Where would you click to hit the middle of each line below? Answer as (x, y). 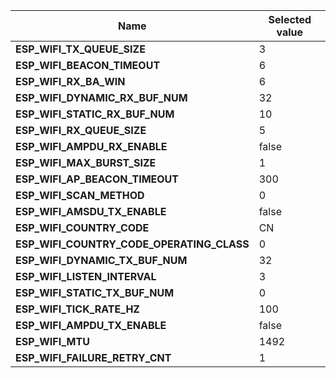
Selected (290, 19)
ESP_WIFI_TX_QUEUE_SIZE (80, 49)
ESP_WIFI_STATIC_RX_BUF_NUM (95, 114)
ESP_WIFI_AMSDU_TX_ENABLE (91, 211)
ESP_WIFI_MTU (52, 341)
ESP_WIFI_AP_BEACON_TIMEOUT (97, 179)
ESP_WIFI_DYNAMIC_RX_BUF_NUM (101, 97)
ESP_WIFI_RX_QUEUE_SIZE (81, 130)
